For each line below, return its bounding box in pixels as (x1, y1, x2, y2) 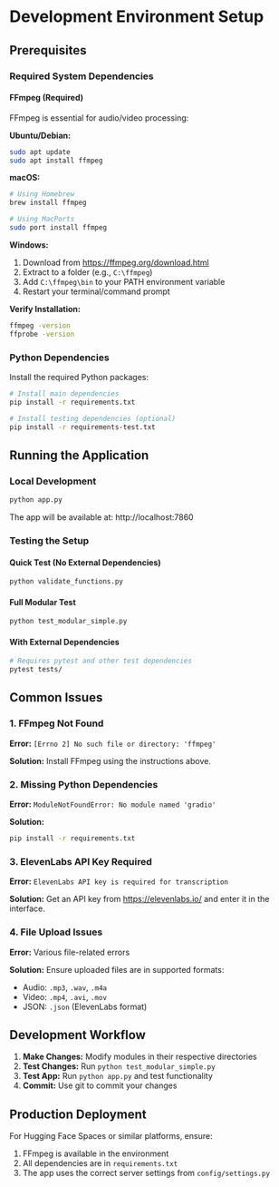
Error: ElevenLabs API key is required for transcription (9, 876, 229, 887)
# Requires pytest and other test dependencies (9, 656, 193, 666)
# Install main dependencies (9, 389, 120, 398)
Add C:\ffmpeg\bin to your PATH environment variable (22, 276, 226, 287)
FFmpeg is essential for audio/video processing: (9, 112, 189, 123)
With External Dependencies (9, 636, 120, 647)
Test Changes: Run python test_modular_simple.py (22, 1061, 216, 1072)
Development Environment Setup (9, 6, 265, 27)
